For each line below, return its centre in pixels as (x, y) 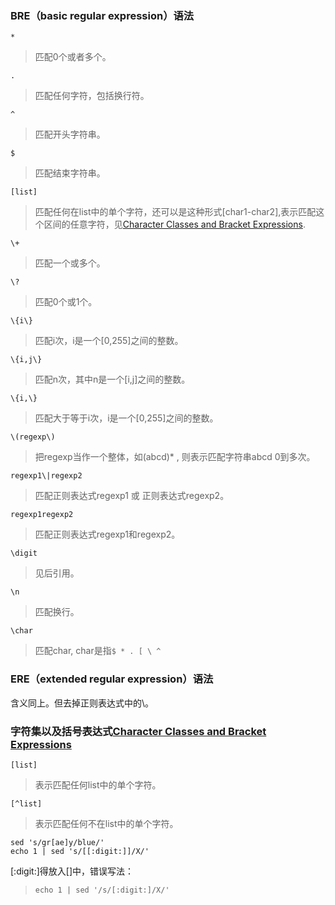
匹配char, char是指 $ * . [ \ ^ (98, 651)
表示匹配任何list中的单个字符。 (98, 784)
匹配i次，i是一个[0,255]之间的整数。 (109, 341)
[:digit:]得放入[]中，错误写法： (72, 871)
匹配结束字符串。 (70, 173)
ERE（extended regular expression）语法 (112, 679)
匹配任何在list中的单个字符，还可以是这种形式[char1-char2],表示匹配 (175, 212)
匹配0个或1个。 (66, 302)
